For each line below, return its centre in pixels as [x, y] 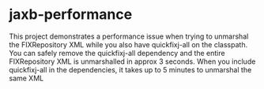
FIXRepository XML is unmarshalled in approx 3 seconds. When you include [132, 61]
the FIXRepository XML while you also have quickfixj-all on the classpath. [128, 44]
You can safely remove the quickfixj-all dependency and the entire [117, 53]
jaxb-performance [71, 15]
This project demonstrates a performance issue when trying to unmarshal [129, 36]
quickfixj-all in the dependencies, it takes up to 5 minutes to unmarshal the [130, 69]
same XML [26, 78]
